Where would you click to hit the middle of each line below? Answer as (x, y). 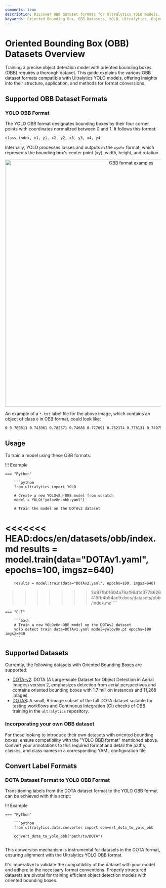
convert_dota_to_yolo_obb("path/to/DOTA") (58, 836)
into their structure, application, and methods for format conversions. (75, 83)
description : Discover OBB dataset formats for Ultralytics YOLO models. (83, 14)
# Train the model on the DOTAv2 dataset (57, 508)
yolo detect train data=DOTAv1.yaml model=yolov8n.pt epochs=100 (83, 629)
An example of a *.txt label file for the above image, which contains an (78, 414)
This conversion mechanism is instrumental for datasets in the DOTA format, (83, 850)
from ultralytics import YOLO (45, 487)
